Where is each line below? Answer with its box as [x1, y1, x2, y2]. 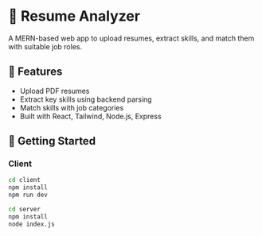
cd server [8, 206, 41, 214]
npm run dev [8, 191, 48, 199]
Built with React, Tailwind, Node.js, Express [19, 111, 162, 121]
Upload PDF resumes [19, 86, 90, 95]
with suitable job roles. [8, 41, 82, 51]
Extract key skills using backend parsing [19, 95, 153, 104]
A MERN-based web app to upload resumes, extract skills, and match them [8, 33, 255, 43]
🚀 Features [8, 65, 63, 79]
